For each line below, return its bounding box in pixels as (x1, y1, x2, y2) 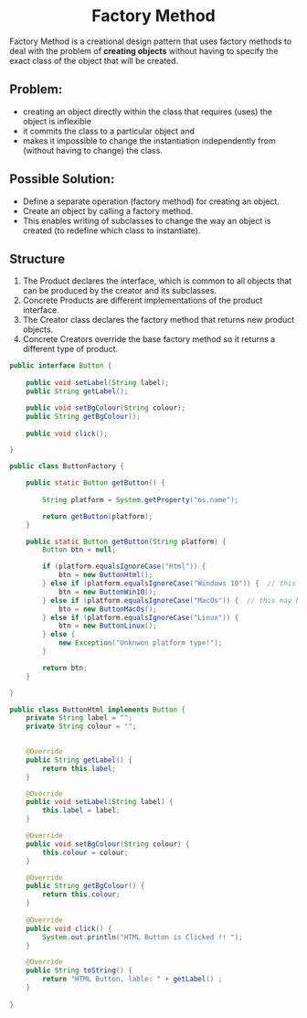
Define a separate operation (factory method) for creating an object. (22, 196, 281, 207)
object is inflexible (22, 115, 91, 126)
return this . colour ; (42, 890, 121, 899)
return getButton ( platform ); (42, 511, 153, 521)
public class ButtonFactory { (9, 462, 125, 471)
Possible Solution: (9, 171, 115, 188)
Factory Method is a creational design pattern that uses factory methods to (9, 36, 292, 47)
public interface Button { (9, 361, 112, 370)
